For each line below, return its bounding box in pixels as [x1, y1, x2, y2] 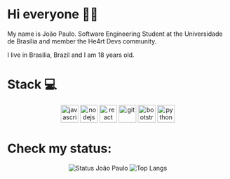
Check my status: [7, 140, 112, 157]
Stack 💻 [7, 77, 57, 93]
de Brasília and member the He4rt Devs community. [7, 37, 157, 45]
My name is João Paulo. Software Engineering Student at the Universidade [7, 29, 223, 38]
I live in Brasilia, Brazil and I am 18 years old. [7, 51, 135, 59]
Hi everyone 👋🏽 [7, 6, 99, 22]
